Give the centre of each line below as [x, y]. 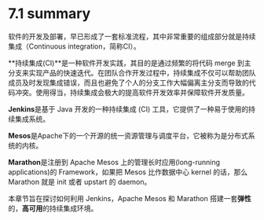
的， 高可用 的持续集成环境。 [53, 208]
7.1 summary [49, 14]
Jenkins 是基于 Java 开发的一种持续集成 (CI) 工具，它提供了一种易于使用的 [128, 109]
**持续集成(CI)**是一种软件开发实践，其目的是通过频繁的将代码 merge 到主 [130, 63]
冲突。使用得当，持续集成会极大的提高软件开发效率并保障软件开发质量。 [132, 92]
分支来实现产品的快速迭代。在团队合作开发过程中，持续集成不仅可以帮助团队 [132, 72]
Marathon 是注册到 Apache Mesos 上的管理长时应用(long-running [114, 162]
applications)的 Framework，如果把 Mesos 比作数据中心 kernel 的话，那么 [128, 172]
